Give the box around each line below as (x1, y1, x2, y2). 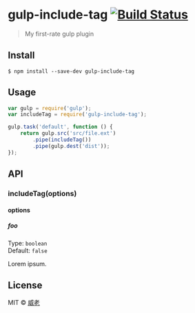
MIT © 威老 (8, 299, 41, 307)
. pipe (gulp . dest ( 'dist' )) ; (32, 142, 110, 149)
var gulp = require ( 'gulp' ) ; (8, 105, 92, 111)
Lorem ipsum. (8, 259, 47, 268)
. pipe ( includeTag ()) (32, 136, 92, 144)
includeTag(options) (8, 189, 77, 198)
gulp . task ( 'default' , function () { (8, 124, 113, 131)
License (8, 279, 43, 291)
